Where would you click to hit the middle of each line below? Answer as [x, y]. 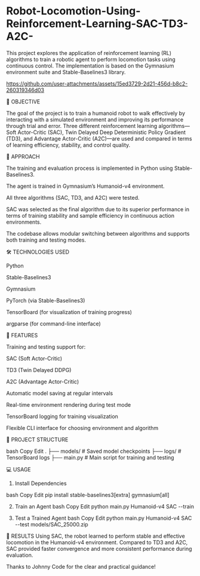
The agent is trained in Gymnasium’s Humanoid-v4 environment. [86, 186]
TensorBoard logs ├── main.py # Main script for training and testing [90, 457]
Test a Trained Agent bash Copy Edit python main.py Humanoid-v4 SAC [103, 518]
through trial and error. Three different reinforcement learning [82, 126]
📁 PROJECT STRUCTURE [37, 439]
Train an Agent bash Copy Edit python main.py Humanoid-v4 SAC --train [104, 506]
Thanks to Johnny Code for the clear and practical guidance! [81, 566]
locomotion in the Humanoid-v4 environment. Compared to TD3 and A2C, [97, 542]
